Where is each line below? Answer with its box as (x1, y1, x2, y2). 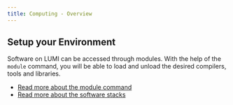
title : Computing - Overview (7, 10, 92, 17)
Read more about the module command (17, 83, 132, 92)
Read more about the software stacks (17, 90, 126, 99)
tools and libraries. (7, 69, 61, 78)
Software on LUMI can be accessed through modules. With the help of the (7, 55, 222, 63)
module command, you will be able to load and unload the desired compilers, (7, 62, 227, 71)
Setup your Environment (7, 36, 116, 48)
